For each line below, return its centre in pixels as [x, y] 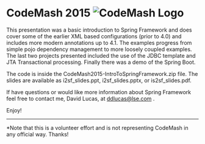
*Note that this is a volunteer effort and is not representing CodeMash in [97, 128]
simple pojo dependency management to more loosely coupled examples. [99, 49]
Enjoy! [14, 110]
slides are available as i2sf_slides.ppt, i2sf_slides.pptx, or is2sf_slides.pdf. [99, 80]
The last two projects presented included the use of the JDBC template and [101, 55]
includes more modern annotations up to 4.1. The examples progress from [99, 43]
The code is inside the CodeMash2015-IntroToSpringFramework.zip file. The [102, 74]
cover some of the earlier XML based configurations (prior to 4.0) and [94, 36]
